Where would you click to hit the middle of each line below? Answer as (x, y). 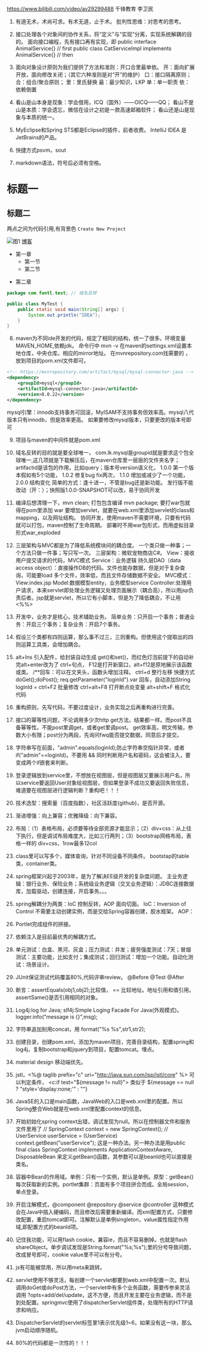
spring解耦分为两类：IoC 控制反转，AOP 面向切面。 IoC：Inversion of (101, 904)
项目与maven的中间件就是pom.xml (58, 440)
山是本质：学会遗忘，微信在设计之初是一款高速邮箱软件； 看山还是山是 (102, 110)
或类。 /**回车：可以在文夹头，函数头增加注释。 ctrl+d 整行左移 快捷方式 (105, 672)
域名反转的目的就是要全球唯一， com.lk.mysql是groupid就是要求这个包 (102, 452)
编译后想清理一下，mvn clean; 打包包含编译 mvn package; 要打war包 (100, 503)
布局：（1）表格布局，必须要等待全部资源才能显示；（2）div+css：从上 (101, 828)
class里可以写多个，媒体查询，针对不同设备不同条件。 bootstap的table (102, 856)
